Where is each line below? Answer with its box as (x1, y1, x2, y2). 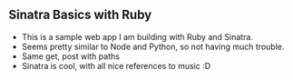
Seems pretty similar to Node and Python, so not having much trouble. (21, 41, 285, 52)
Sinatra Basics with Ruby (8, 7, 152, 23)
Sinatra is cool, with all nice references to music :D (21, 60, 211, 71)
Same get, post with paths (21, 50, 120, 62)
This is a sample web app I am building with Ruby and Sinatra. (21, 31, 253, 42)
